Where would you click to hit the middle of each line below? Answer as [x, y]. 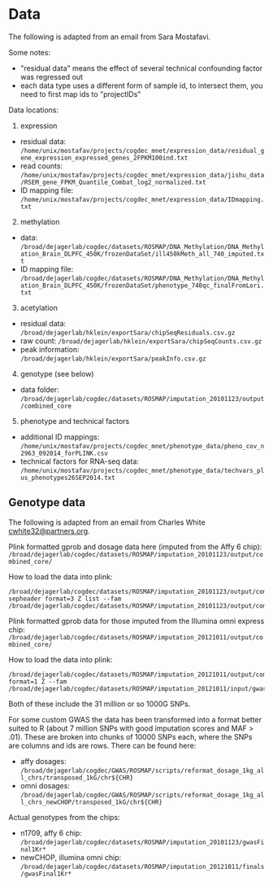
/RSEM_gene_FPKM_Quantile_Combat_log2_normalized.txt [113, 182]
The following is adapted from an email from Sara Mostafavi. [110, 37]
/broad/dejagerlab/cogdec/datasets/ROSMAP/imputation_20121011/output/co [136, 637]
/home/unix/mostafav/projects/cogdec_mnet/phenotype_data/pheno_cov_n [142, 446]
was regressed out [52, 76]
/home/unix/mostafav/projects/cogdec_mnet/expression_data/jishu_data [142, 175]
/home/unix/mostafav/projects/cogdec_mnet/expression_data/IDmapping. [142, 199]
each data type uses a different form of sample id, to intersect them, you [141, 85]
